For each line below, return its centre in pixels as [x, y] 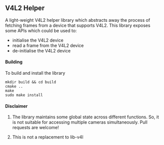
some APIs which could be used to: [41, 30]
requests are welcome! [36, 128]
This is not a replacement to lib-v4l [48, 137]
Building [14, 62]
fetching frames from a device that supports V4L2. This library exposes [78, 25]
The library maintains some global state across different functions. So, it [85, 117]
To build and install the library [35, 73]
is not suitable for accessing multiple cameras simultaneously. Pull [80, 122]
